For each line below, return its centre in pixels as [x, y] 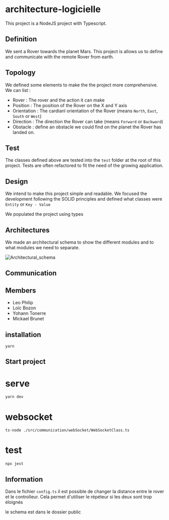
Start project [25, 362]
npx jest [14, 464]
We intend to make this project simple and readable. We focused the [76, 194]
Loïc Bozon [24, 308]
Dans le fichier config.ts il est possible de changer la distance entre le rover [85, 492]
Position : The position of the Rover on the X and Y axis [70, 105]
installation [23, 335]
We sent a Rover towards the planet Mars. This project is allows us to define [84, 51]
